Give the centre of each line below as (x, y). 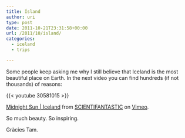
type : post (19, 22)
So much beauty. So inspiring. (43, 118)
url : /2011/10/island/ (34, 33)
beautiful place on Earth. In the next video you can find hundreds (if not (92, 78)
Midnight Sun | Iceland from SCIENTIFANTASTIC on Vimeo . (78, 107)
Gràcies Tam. (22, 129)
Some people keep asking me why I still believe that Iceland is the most (92, 72)
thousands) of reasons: (34, 84)
